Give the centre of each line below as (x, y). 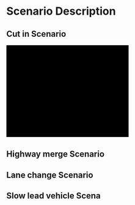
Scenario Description (61, 11)
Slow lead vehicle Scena (53, 196)
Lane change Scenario (50, 175)
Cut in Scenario (36, 34)
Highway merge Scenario (56, 154)
